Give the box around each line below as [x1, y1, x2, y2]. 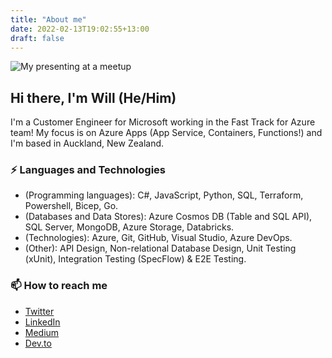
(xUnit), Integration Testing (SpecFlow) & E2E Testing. [24, 253, 247, 265]
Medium [24, 326, 60, 338]
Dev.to [24, 337, 52, 349]
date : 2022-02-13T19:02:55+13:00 [10, 24, 150, 34]
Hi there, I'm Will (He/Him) [10, 89, 177, 106]
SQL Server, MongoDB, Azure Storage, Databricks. [24, 221, 235, 233]
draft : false [10, 33, 65, 43]
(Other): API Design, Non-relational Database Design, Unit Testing [24, 242, 297, 255]
